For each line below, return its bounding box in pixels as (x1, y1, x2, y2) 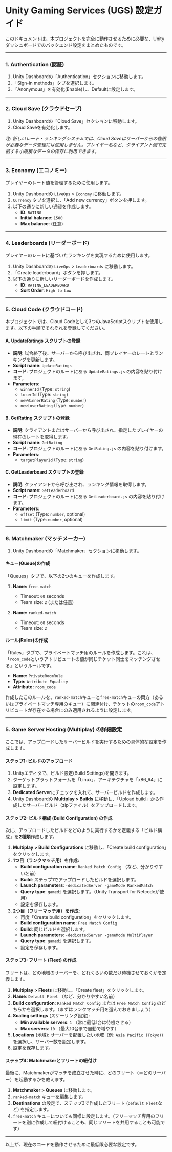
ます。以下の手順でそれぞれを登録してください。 (5, 325, 108, 331)
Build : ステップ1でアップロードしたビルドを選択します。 (20, 877, 139, 883)
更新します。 (30, 356, 57, 363)
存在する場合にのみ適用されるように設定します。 (32, 707, 135, 713)
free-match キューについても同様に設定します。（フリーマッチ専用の (12, 1112, 155, 1119)
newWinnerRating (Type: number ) (20, 396, 87, 403)
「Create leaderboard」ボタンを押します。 (12, 270, 103, 276)
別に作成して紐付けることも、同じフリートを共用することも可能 (26, 1119, 161, 1125)
